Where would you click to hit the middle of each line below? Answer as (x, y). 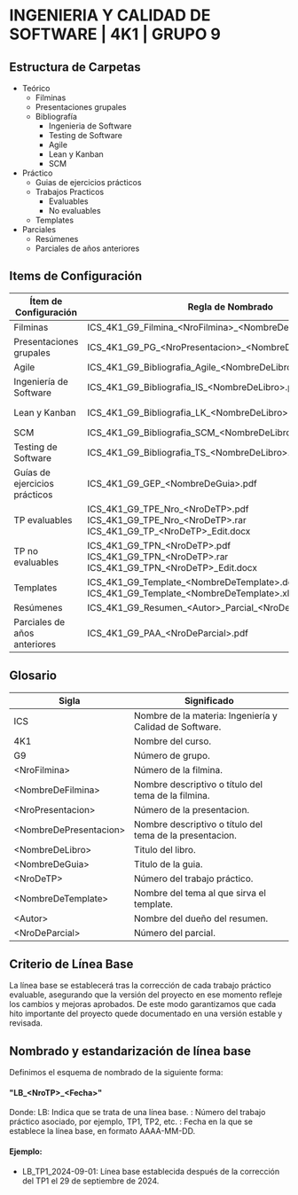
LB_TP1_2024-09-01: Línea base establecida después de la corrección (151, 1171)
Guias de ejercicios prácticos (88, 182)
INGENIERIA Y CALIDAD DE (110, 16)
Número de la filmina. (179, 769)
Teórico (36, 88)
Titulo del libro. (165, 849)
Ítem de (46, 301)
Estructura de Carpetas (75, 67)
